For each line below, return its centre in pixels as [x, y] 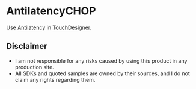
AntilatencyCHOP [51, 11]
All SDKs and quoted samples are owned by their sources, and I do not [103, 73]
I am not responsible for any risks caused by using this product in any [101, 60]
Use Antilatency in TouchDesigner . [49, 27]
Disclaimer [27, 46]
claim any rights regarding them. [55, 79]
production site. [34, 67]
